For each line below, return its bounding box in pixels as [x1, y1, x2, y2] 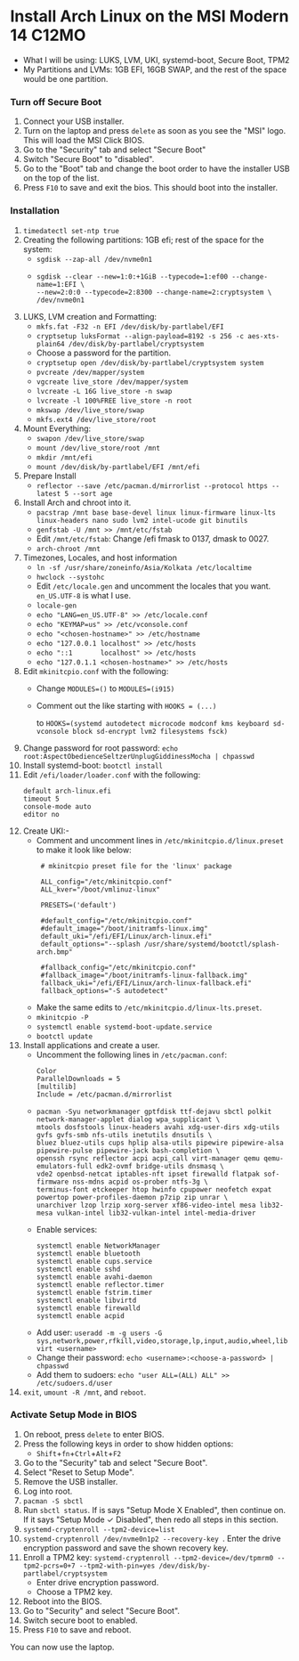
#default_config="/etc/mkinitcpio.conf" [40, 916, 192, 925]
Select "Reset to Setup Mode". [22, 1467, 134, 1478]
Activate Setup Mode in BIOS [10, 1409, 137, 1421]
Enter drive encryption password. [36, 1576, 159, 1587]
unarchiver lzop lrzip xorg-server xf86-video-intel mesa [36, 1201, 256, 1209]
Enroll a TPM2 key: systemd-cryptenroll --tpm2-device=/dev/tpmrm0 [22, 1551, 274, 1562]
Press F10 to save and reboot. [22, 1624, 132, 1635]
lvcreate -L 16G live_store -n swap [36, 387, 173, 395]
